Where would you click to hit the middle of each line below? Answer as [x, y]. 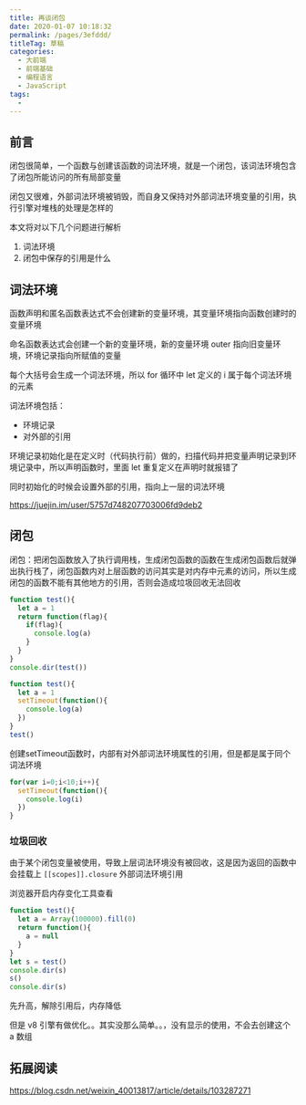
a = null [42, 936]
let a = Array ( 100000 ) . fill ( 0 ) [77, 919]
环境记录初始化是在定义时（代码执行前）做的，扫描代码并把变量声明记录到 [149, 456]
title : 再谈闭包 [37, 18]
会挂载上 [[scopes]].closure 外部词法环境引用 [97, 874]
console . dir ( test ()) [49, 667]
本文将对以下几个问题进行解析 [65, 227]
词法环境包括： [37, 406]
